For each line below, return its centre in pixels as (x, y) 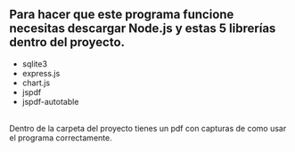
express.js (41, 73)
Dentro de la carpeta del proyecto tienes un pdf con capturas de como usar (148, 128)
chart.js (36, 83)
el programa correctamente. (61, 138)
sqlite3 (34, 64)
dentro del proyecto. (67, 42)
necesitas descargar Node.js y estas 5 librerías (143, 29)
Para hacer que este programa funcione (122, 15)
